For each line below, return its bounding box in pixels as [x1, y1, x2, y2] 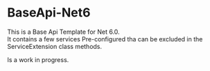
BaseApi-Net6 [7, 5, 91, 21]
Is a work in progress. [7, 55, 69, 63]
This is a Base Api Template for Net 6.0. [7, 28, 120, 36]
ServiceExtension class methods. [7, 42, 103, 50]
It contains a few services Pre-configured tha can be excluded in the [7, 34, 203, 43]
